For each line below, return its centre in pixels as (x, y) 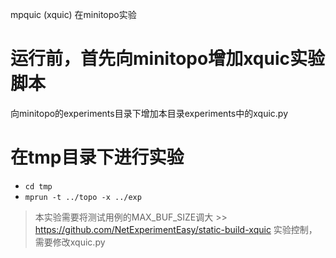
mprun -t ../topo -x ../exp (83, 197)
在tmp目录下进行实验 (97, 157)
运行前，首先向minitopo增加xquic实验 (167, 59)
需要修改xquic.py (70, 242)
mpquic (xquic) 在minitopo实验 (73, 14)
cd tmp (38, 186)
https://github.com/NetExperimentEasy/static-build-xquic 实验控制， (176, 229)
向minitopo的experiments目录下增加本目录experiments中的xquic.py (149, 113)
